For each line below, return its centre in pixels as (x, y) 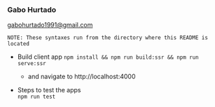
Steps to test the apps (49, 90)
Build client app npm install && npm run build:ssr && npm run (108, 57)
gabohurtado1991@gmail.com (50, 25)
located (19, 44)
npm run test (36, 97)
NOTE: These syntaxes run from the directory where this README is (108, 38)
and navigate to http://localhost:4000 (82, 77)
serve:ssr (32, 64)
